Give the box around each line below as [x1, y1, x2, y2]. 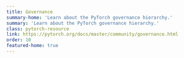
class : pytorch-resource [6, 25, 69, 32]
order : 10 [6, 37, 32, 43]
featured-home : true [6, 43, 59, 49]
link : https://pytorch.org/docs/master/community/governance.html [6, 31, 179, 37]
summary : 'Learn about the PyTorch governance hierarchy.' [6, 20, 160, 26]
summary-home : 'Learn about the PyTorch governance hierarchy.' [6, 14, 173, 21]
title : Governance [6, 8, 53, 15]
